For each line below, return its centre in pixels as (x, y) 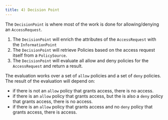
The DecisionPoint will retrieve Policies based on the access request (83, 50)
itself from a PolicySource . (40, 55)
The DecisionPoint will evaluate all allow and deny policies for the (80, 60)
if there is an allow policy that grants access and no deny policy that (82, 106)
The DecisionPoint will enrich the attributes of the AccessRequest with (85, 39)
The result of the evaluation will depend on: (50, 81)
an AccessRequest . (24, 29)
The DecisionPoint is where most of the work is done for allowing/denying (82, 24)
